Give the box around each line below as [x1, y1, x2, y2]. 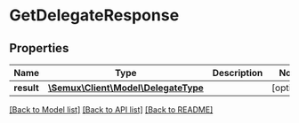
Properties [9, 41, 69, 56]
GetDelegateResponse [9, 5, 180, 26]
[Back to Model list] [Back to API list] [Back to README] [9, 104, 214, 115]
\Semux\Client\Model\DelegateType [47, 81, 205, 94]
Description [212, 67, 263, 79]
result [13, 81, 40, 94]
